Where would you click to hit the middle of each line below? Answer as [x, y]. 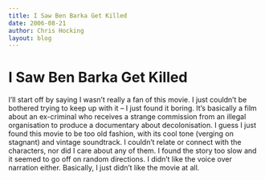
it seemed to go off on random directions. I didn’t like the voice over [120, 159]
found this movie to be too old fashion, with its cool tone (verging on [121, 134]
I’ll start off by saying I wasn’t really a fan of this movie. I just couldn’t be [128, 100]
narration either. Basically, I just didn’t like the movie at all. [104, 168]
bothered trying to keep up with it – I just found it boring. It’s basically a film [132, 108]
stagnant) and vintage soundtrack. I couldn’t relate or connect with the [125, 142]
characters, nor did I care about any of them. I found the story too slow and [132, 151]
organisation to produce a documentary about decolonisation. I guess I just [132, 126]
